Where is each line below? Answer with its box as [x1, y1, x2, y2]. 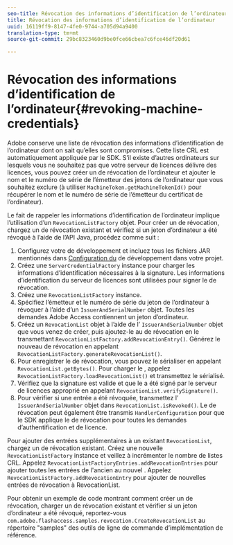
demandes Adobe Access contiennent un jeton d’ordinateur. [17, 313, 189, 321]
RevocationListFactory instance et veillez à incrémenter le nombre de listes [7, 452, 223, 460]
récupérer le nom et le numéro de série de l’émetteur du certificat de [7, 190, 203, 199]
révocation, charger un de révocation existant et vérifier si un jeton [7, 501, 198, 510]
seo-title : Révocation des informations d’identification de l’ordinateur [7, 10, 228, 17]
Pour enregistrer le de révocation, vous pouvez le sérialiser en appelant [17, 357, 222, 366]
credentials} [7, 116, 80, 132]
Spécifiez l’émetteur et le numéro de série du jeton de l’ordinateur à [17, 298, 209, 307]
